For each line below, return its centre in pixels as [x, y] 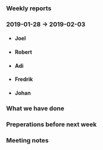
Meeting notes [28, 140]
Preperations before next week [51, 124]
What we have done [35, 108]
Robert [23, 52]
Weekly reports [29, 8]
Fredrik [24, 79]
